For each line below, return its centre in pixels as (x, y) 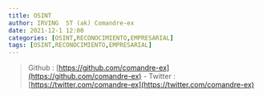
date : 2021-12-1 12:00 (46, 30)
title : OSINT (30, 16)
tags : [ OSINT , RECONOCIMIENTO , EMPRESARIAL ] (80, 45)
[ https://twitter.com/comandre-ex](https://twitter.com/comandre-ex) (141, 85)
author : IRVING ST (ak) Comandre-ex (71, 23)
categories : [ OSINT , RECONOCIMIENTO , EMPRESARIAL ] (91, 38)
